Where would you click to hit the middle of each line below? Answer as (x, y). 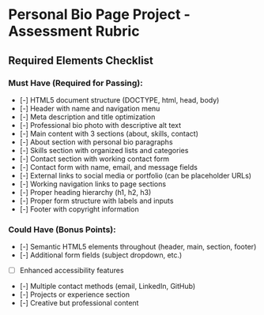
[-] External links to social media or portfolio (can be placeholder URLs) (135, 175)
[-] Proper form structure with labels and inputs (96, 201)
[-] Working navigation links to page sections (93, 184)
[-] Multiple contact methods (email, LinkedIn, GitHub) (107, 287)
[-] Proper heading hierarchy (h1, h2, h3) (85, 192)
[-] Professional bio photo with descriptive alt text (100, 125)
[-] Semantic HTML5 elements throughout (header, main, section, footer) (138, 247)
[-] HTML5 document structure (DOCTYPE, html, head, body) (119, 99)
